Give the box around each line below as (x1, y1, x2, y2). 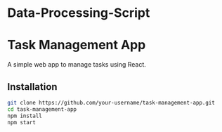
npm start (7, 119, 37, 126)
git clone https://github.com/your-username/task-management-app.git (7, 99, 216, 106)
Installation (7, 81, 58, 93)
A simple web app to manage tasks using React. (7, 60, 146, 69)
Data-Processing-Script (7, 5, 150, 21)
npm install (7, 112, 42, 119)
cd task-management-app (7, 105, 77, 113)
